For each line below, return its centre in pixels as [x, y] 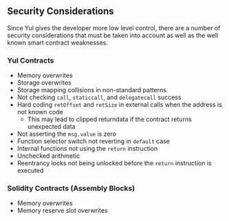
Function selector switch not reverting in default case [94, 141]
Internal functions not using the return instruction [87, 149]
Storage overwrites [44, 83]
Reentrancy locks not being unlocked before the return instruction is [114, 163]
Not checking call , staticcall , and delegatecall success [99, 97]
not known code [40, 112]
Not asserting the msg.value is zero [67, 134]
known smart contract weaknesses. [58, 42]
